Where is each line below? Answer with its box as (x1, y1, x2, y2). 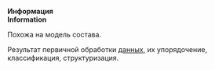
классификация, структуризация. (7, 54, 119, 62)
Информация (7, 7, 54, 16)
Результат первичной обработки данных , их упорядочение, (7, 45, 208, 54)
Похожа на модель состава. (7, 30, 102, 39)
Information (7, 15, 47, 24)
